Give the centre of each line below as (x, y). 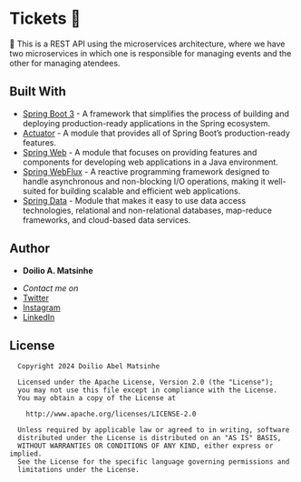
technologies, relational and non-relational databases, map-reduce (147, 210)
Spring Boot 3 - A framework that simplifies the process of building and (156, 114)
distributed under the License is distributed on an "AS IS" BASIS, (150, 438)
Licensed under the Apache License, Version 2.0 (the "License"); (146, 382)
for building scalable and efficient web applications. (144, 191)
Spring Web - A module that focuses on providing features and (140, 152)
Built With (38, 91)
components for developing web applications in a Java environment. (150, 162)
